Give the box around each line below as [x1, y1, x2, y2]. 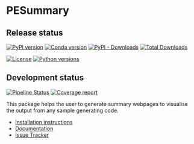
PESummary [6, 4, 69, 17]
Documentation [14, 125, 54, 132]
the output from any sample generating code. [6, 107, 119, 114]
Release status [6, 28, 63, 38]
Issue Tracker [14, 131, 49, 139]
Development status [6, 73, 84, 83]
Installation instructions [14, 118, 74, 125]
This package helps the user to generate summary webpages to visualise [6, 100, 189, 107]
